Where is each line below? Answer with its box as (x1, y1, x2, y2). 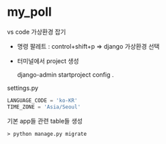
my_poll (7, 4, 52, 20)
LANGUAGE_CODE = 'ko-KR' (7, 97, 78, 104)
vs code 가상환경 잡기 (7, 27, 66, 36)
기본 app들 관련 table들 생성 (7, 117, 83, 125)
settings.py (7, 84, 39, 92)
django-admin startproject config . (16, 70, 114, 79)
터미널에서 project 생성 (16, 56, 79, 65)
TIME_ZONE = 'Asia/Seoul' (7, 104, 81, 110)
